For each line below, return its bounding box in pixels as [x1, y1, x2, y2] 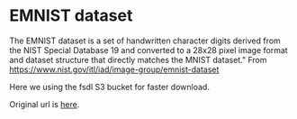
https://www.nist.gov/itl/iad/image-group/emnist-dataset [9, 64, 220, 75]
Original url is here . [9, 98, 80, 109]
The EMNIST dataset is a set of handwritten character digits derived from [9, 35, 281, 46]
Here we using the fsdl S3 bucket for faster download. [9, 81, 210, 92]
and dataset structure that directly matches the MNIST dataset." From [9, 54, 267, 65]
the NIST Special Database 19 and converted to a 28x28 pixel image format [9, 44, 288, 55]
